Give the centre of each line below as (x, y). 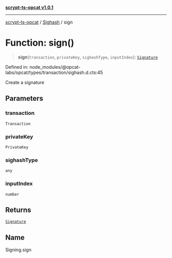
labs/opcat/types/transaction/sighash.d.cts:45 (54, 72)
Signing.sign (18, 250)
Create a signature (25, 82)
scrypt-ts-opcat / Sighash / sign (39, 22)
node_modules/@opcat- (55, 67)
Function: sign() (40, 43)
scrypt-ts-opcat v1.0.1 (29, 7)
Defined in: (17, 67)
